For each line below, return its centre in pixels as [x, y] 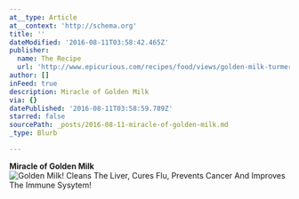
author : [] [29, 76]
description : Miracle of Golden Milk [79, 92]
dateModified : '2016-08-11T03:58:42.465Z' [89, 42]
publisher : [29, 51]
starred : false [37, 116]
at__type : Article [43, 17]
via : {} [24, 100]
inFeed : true [33, 84]
